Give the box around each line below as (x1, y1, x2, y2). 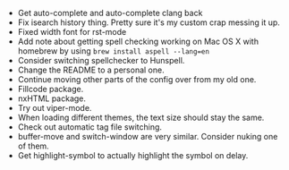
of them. (17, 140, 49, 151)
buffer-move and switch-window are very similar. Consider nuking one (17, 132, 278, 141)
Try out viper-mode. (17, 103, 92, 113)
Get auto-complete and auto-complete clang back (17, 8, 203, 18)
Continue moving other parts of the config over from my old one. (17, 74, 257, 84)
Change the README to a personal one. (17, 64, 165, 75)
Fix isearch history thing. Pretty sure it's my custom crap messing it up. (17, 17, 280, 28)
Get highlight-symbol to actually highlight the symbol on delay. (17, 150, 249, 160)
